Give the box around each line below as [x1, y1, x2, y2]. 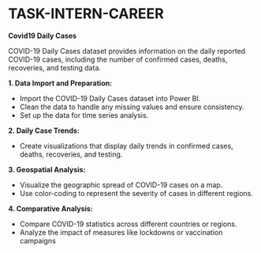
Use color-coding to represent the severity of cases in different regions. [19, 188, 254, 198]
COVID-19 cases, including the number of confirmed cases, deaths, [8, 55, 228, 64]
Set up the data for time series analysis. [19, 110, 149, 119]
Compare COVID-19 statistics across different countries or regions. [19, 219, 237, 228]
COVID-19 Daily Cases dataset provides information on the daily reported [8, 46, 246, 55]
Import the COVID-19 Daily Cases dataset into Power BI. [19, 93, 201, 103]
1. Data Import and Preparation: [8, 78, 113, 88]
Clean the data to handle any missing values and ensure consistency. [19, 102, 244, 111]
